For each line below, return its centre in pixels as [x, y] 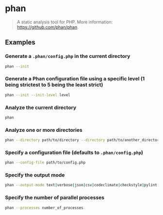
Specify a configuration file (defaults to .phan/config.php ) [74, 152]
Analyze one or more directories [44, 130]
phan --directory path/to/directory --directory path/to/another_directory [83, 140]
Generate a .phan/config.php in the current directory [68, 56]
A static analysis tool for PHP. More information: [65, 22]
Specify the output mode [35, 175]
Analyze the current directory [41, 107]
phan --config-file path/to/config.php [45, 163]
